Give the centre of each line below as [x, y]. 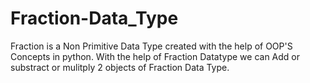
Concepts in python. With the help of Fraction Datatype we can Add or [155, 56]
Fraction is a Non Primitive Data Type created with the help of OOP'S [151, 46]
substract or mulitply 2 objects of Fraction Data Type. [120, 67]
